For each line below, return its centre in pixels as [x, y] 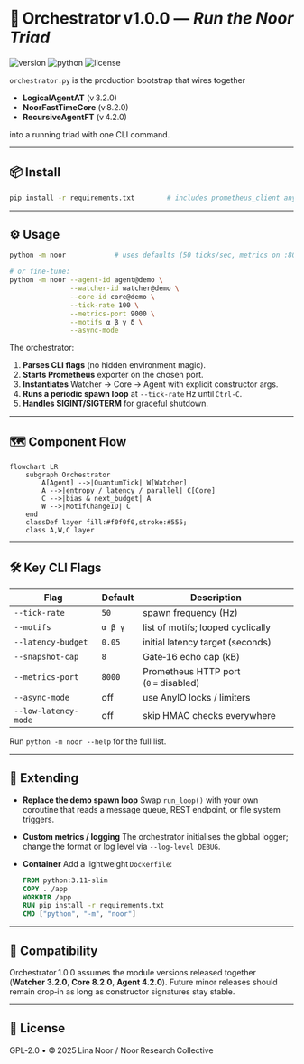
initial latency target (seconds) [207, 642]
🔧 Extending [44, 778]
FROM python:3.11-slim [65, 880]
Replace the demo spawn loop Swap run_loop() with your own [140, 800]
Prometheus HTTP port [192, 671]
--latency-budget [51, 642]
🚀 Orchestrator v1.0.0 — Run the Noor [152, 19]
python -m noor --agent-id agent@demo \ [87, 280]
